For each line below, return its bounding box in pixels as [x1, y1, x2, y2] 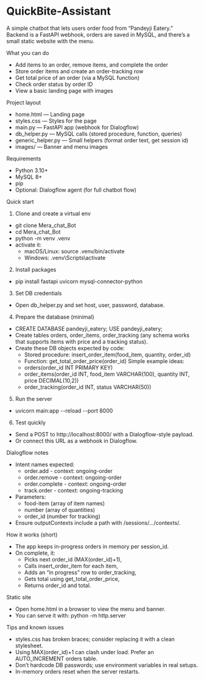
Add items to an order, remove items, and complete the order [15, 61, 169, 68]
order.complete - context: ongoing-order [24, 480, 127, 488]
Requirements [6, 154, 41, 162]
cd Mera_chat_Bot [15, 228, 61, 236]
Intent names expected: [15, 461, 75, 468]
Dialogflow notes [6, 449, 49, 456]
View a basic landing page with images [15, 87, 114, 94]
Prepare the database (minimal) [15, 313, 94, 320]
